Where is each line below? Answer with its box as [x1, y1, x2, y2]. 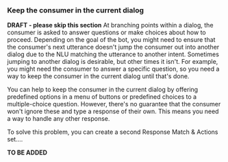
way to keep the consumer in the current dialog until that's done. [7, 72, 190, 80]
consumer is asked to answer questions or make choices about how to [7, 28, 207, 36]
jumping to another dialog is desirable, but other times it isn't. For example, [7, 58, 218, 66]
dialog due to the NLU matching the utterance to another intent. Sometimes [7, 50, 219, 58]
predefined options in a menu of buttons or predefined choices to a [7, 93, 197, 101]
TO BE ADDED [7, 148, 48, 157]
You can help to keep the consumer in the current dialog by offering [7, 85, 199, 94]
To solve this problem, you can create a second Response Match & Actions [7, 128, 218, 136]
